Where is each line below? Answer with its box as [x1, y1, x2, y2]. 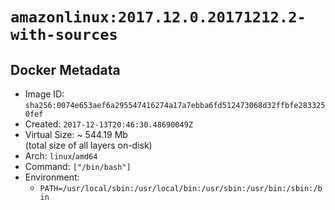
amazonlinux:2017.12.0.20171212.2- [10, 8, 307, 27]
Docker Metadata [10, 61, 121, 78]
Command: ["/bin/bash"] [24, 161, 132, 172]
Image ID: [24, 88, 65, 100]
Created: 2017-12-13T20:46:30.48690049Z [24, 118, 193, 130]
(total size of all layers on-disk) [24, 139, 153, 151]
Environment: [24, 171, 80, 183]
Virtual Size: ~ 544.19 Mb [24, 129, 128, 140]
